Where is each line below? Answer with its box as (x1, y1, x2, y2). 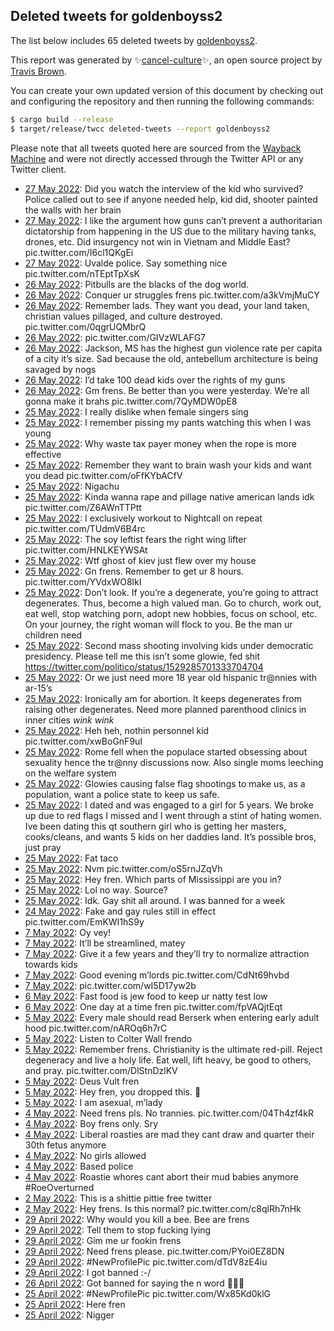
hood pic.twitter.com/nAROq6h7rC (24, 1022, 168, 1034)
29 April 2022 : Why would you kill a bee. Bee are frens (24, 1213, 250, 1225)
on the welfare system (24, 767, 117, 779)
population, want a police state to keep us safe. (24, 788, 220, 800)
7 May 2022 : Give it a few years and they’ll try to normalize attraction (24, 947, 310, 959)
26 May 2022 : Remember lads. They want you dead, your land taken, (24, 299, 310, 311)
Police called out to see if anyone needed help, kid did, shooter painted (24, 193, 318, 205)
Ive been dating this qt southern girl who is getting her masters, (24, 820, 287, 832)
